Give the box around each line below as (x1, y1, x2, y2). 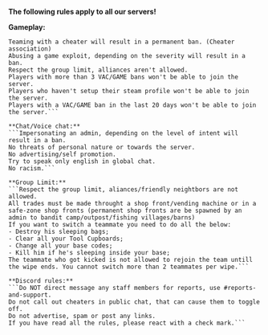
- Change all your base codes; (8, 242, 113, 250)
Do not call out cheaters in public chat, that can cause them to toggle (8, 298, 261, 306)
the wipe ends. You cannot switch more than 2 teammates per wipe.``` (8, 263, 250, 271)
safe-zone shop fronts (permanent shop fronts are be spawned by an (8, 206, 242, 214)
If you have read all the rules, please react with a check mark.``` (8, 319, 246, 327)
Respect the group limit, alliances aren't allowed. (8, 66, 189, 74)
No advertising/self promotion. (8, 150, 116, 158)
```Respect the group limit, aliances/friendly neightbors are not (8, 186, 239, 194)
